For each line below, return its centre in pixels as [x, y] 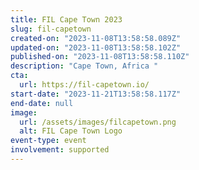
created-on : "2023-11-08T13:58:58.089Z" [96, 38]
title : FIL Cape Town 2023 [66, 19]
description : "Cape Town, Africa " [84, 66]
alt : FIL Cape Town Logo [71, 131]
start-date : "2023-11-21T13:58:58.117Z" [96, 94]
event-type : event [48, 141]
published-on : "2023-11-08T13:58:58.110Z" [100, 57]
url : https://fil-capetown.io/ [84, 85]
